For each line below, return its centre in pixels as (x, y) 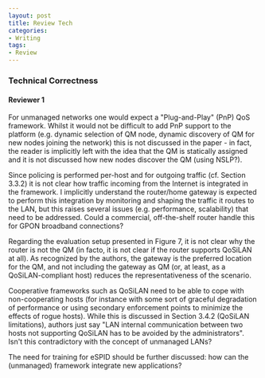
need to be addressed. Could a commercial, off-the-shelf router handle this (132, 218)
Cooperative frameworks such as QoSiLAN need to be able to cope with (126, 291)
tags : (17, 45)
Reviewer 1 (27, 100)
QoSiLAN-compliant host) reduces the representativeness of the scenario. (130, 275)
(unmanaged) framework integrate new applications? (95, 366)
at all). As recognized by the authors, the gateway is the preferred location (130, 258)
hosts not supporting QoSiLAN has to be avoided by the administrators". (127, 333)
